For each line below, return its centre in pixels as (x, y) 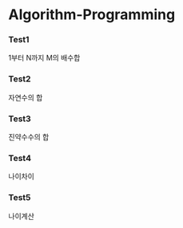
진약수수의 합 (29, 137)
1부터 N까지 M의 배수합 (44, 58)
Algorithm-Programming (92, 15)
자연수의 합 (26, 97)
